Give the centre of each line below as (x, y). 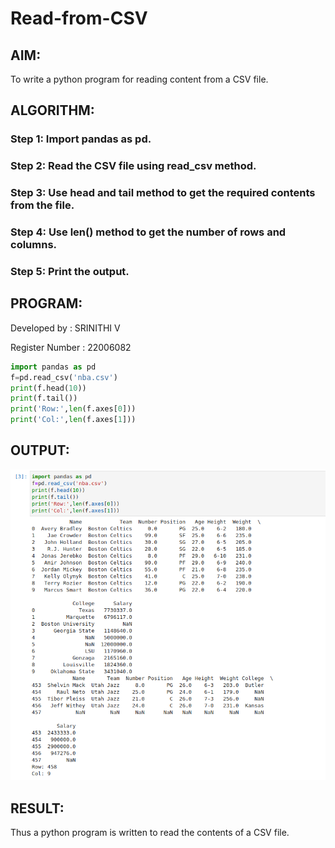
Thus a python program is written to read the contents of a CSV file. (150, 833)
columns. (34, 245)
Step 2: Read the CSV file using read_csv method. (133, 166)
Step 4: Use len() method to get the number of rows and (148, 232)
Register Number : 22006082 (71, 347)
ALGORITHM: (52, 110)
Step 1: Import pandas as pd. (81, 139)
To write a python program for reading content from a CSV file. (139, 79)
